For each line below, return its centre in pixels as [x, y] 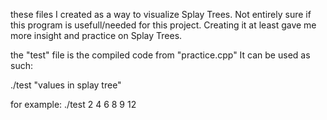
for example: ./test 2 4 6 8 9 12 [73, 104]
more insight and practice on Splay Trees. [96, 35]
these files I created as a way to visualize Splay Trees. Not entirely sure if [161, 14]
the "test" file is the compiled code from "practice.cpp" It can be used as [160, 55]
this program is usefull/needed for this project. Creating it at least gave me [163, 25]
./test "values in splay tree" [66, 85]
